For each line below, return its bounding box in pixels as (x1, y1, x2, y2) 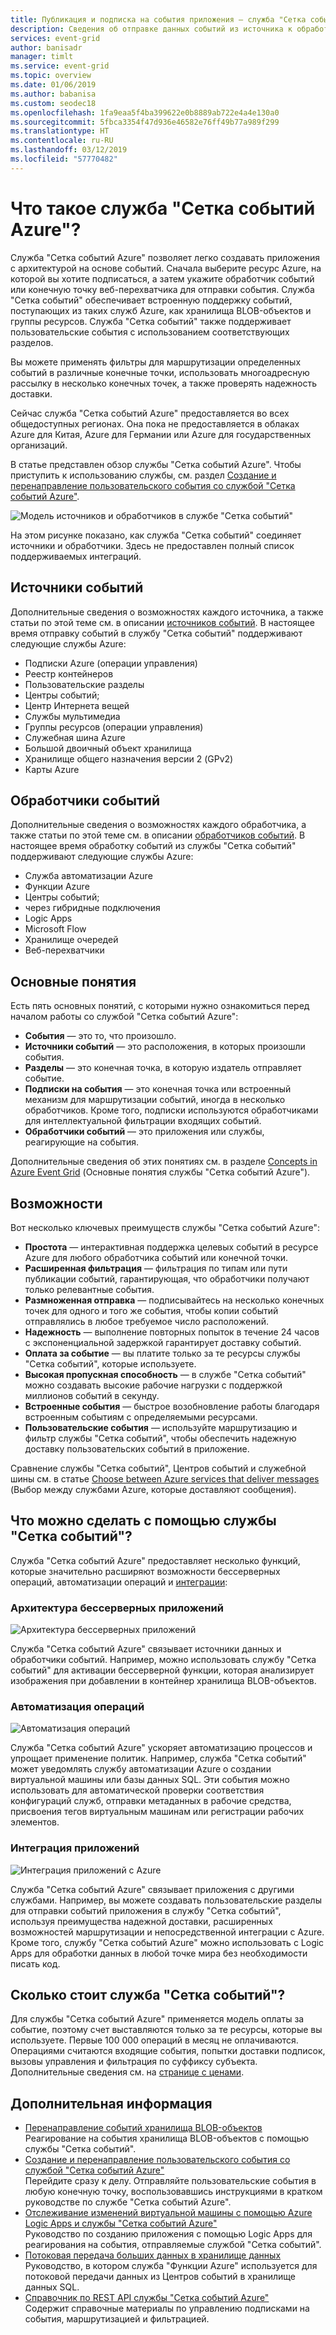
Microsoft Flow (24, 923, 87, 935)
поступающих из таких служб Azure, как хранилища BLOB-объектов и (10, 304, 312, 316)
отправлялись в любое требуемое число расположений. (24, 1315, 269, 1327)
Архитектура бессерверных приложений (10, 1601, 224, 1615)
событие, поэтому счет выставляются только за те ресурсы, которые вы (10, 2024, 323, 2036)
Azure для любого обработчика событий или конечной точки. (24, 1251, 289, 1263)
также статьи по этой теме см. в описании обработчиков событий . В (10, 829, 306, 841)
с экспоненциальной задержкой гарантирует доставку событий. (24, 1336, 302, 1348)
